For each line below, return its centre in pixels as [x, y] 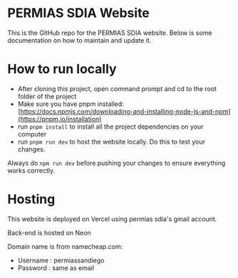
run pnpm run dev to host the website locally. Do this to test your [111, 141]
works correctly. [31, 170]
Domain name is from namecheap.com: [65, 246]
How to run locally [62, 69]
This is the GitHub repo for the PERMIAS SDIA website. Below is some [110, 33]
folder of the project [47, 96]
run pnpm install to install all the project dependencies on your [110, 127]
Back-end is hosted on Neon [49, 232]
